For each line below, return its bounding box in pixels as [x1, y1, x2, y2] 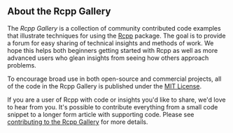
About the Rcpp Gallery [7, 6, 111, 17]
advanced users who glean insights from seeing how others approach [7, 54, 209, 62]
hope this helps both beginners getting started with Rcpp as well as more [7, 46, 218, 54]
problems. [7, 61, 36, 69]
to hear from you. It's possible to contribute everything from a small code [7, 102, 218, 111]
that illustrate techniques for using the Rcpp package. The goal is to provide [7, 31, 226, 40]
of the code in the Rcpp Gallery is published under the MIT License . [7, 81, 202, 90]
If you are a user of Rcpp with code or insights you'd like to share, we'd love [7, 95, 226, 104]
